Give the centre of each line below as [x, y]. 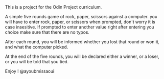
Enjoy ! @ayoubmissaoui [30, 71]
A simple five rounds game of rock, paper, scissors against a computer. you [81, 16]
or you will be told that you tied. [37, 62]
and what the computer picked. [37, 47]
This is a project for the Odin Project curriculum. [54, 7]
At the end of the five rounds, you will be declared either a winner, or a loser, [82, 56]
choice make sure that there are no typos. [47, 32]
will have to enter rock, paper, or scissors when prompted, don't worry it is [80, 22]
